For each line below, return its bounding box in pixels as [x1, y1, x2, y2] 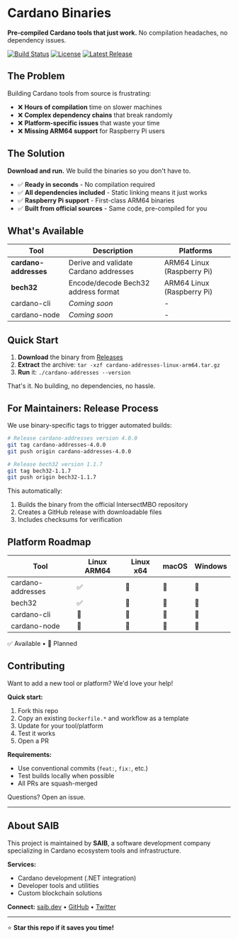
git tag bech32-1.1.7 [7, 467, 72, 474]
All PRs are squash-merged [17, 779, 98, 787]
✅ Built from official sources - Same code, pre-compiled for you [17, 204, 208, 212]
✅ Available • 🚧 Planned [7, 639, 78, 648]
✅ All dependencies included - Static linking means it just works [17, 188, 208, 196]
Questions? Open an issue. [7, 792, 86, 801]
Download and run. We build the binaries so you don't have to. [7, 166, 191, 175]
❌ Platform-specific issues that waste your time [17, 118, 160, 127]
